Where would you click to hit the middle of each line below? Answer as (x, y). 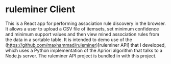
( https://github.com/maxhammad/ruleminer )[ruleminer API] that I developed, (86, 45)
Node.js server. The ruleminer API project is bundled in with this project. (81, 56)
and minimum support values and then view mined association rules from (82, 34)
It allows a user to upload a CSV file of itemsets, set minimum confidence (82, 28)
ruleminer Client (40, 9)
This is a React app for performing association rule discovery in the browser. (86, 23)
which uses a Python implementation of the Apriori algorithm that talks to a (84, 50)
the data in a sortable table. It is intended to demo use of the (69, 40)
